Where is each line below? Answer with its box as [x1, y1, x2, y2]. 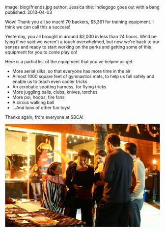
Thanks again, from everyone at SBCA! [5, 114, 83, 120]
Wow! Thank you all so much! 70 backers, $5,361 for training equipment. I [5, 19, 154, 25]
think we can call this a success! [5, 24, 71, 30]
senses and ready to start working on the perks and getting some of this [5, 44, 151, 50]
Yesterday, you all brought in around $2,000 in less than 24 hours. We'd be [5, 34, 157, 39]
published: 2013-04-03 [5, 9, 53, 15]
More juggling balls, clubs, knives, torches [12, 89, 98, 95]
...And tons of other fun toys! [12, 105, 71, 110]
